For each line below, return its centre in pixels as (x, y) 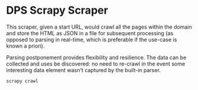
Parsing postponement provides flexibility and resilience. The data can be (96, 57)
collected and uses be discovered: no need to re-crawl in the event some (96, 64)
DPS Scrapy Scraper (57, 10)
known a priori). (26, 46)
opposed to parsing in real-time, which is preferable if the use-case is (92, 39)
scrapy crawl (22, 81)
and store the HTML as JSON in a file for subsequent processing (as (90, 33)
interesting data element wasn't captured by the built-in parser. (84, 70)
